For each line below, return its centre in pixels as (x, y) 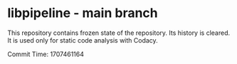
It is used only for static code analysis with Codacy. (83, 40)
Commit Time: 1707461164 (46, 54)
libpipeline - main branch (83, 13)
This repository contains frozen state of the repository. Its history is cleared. (118, 33)
